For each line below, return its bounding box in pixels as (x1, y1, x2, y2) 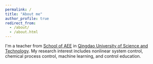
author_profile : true (5, 16, 49, 21)
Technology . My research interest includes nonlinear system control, (5, 48, 143, 54)
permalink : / (5, 7, 32, 12)
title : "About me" (5, 12, 43, 16)
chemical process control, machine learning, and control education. (5, 53, 141, 59)
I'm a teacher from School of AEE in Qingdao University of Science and (5, 43, 148, 48)
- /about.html (9, 30, 38, 34)
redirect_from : (5, 20, 36, 26)
